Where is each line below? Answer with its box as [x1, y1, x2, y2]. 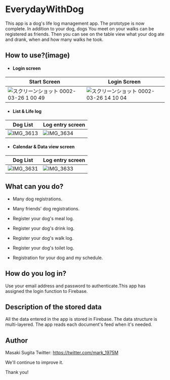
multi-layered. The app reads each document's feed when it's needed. [5, 321, 153, 327]
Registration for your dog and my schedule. [12, 255, 103, 261]
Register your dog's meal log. [12, 215, 74, 221]
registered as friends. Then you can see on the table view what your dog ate [5, 31, 164, 37]
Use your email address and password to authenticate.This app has [5, 282, 146, 289]
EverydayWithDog [5, 4, 84, 15]
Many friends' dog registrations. [12, 205, 80, 212]
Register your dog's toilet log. [12, 244, 74, 251]
